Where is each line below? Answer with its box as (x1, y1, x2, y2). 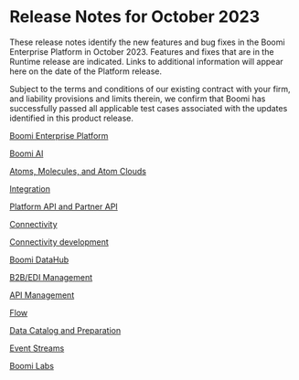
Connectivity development (9, 236, 110, 248)
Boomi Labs (9, 360, 55, 371)
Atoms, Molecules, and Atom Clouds (9, 165, 146, 176)
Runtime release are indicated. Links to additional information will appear (9, 56, 283, 67)
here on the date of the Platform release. (9, 66, 163, 77)
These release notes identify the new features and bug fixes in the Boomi (9, 37, 285, 47)
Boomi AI (9, 148, 44, 159)
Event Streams (9, 343, 65, 354)
